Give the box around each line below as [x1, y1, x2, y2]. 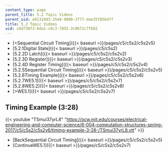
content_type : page [5, 7, 46, 13]
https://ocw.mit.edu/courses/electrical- [66, 116, 147, 122]
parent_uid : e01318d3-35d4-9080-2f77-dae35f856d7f [5, 17, 114, 22]
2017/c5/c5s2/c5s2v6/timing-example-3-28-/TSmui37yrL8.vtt [5, 127, 135, 133]
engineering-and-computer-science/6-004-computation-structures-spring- [5, 122, 163, 128]
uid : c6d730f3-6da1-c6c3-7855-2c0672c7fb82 [5, 26, 98, 31]
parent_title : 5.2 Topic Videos [5, 12, 73, 17]
